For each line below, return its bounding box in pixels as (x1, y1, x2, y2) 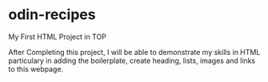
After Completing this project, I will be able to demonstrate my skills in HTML (8, 47, 261, 57)
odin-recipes (8, 6, 96, 24)
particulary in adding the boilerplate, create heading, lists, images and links (8, 56, 256, 65)
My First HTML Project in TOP (8, 32, 106, 41)
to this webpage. (8, 64, 64, 73)
